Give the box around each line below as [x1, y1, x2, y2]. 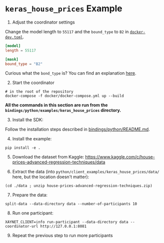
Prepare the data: [12, 192, 48, 198]
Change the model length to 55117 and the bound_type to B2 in [5, 28, 129, 34]
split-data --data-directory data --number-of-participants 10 [5, 202, 137, 207]
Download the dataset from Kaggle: [12, 154, 84, 160]
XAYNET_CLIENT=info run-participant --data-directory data [5, 219, 129, 225]
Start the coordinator [12, 80, 55, 86]
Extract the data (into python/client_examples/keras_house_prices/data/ [12, 169, 160, 175]
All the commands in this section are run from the [5, 102, 108, 108]
